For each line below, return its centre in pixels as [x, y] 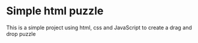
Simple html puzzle [55, 11]
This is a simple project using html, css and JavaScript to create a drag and [99, 27]
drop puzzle [21, 33]
